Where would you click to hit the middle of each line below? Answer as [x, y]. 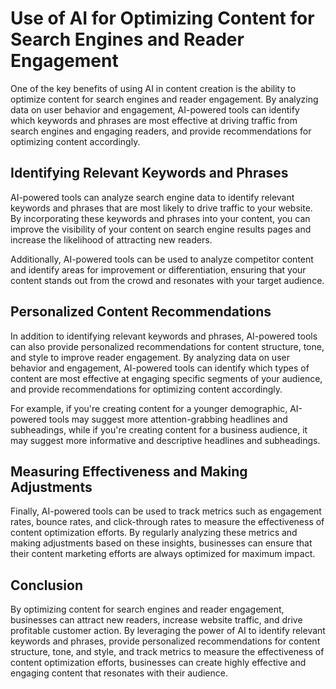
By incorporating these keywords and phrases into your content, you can [160, 218]
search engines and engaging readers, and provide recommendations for [161, 131]
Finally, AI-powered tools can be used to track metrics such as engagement [166, 511]
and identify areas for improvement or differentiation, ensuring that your [158, 269]
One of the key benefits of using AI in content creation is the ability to [153, 88]
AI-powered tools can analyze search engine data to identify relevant [152, 197]
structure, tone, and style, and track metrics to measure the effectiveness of [167, 652]
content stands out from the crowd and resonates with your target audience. [167, 280]
